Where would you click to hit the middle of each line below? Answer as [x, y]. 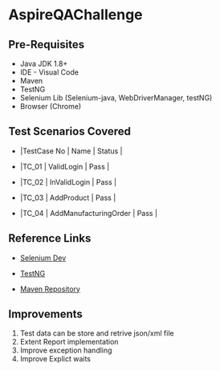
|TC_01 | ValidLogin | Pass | [65, 166]
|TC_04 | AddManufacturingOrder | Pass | [89, 213]
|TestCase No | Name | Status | [71, 151]
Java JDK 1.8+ [44, 63]
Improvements [45, 314]
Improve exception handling [66, 350]
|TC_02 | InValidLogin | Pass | [68, 181]
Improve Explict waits [55, 359]
